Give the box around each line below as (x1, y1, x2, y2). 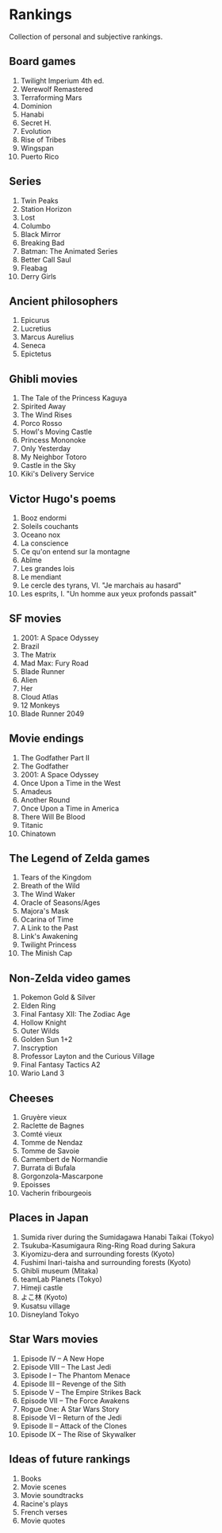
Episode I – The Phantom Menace (20, 1370, 131, 1380)
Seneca (20, 341, 46, 351)
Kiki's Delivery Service (20, 469, 94, 479)
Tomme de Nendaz (20, 1138, 83, 1148)
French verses (20, 1507, 68, 1516)
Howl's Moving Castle (20, 427, 93, 437)
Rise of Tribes (20, 135, 67, 144)
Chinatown (20, 829, 56, 838)
